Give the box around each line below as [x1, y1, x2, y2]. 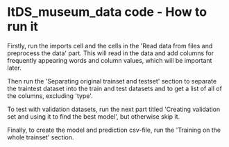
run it [7, 19, 38, 35]
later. [7, 63, 22, 72]
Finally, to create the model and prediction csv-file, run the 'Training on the [7, 126, 221, 134]
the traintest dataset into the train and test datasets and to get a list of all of [7, 84, 222, 92]
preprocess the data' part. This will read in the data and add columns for [7, 49, 214, 57]
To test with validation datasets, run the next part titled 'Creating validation [7, 105, 221, 113]
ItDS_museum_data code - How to [7, 4, 207, 20]
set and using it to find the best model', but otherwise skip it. [7, 112, 180, 121]
